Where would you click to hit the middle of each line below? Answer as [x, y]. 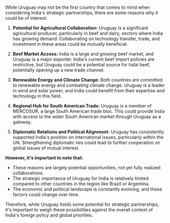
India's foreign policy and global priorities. [49, 215]
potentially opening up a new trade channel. [59, 70]
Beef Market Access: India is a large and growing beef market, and [83, 54]
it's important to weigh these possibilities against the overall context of [79, 210]
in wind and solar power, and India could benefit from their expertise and [89, 90]
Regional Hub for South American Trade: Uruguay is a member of [82, 106]
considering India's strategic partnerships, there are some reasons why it [82, 13]
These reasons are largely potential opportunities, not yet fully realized [87, 168]
